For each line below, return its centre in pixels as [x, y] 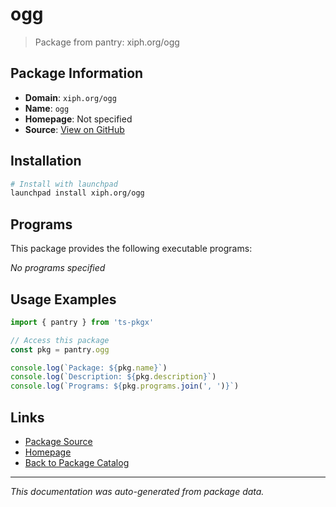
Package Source [58, 441]
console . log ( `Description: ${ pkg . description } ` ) [113, 377]
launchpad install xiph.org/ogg [77, 193]
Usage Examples [63, 299]
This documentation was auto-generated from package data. [137, 491]
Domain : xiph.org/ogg [70, 97]
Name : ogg [47, 108]
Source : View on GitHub [74, 129]
